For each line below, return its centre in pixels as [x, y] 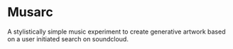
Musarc [30, 12]
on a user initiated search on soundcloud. [68, 38]
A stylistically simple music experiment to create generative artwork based [116, 31]
